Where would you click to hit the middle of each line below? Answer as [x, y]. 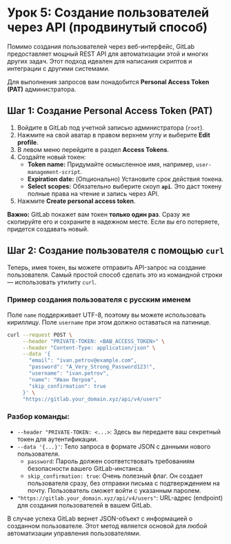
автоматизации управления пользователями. [74, 533]
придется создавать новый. [48, 229]
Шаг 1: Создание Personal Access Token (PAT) [110, 111]
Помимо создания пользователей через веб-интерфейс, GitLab [101, 46]
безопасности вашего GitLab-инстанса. [86, 468]
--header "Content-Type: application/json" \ [89, 348]
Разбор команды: [39, 417]
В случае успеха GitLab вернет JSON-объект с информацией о [100, 518]
